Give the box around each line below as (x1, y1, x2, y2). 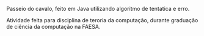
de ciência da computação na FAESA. (6, 23, 101, 30)
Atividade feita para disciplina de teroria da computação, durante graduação (6, 17, 199, 23)
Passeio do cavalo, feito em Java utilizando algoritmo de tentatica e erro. (6, 5, 190, 12)
